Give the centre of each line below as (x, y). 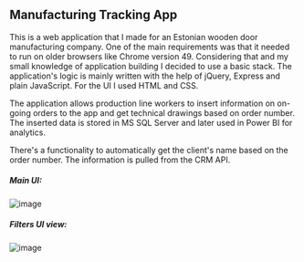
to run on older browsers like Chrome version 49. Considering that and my (149, 56)
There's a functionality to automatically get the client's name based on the (149, 150)
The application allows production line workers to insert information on (142, 103)
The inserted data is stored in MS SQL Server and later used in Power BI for (151, 122)
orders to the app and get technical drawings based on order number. (164, 112)
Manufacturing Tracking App (94, 15)
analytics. (27, 132)
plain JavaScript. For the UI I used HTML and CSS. (104, 85)
